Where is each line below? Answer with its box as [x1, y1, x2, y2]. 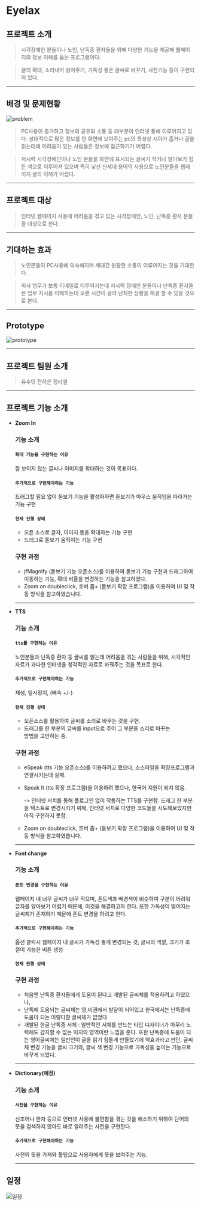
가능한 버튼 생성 [26, 946, 63, 953]
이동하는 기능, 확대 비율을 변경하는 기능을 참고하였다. [23, 575, 147, 582]
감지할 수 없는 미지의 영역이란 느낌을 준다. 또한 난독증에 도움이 [39, 1028, 185, 1035]
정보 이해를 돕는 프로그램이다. [32, 53, 101, 61]
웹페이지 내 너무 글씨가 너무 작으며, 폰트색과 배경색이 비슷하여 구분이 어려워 [14, 895, 191, 902]
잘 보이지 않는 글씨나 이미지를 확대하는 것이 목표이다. [14, 465, 138, 472]
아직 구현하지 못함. [23, 812, 68, 819]
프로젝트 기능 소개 [6, 403, 68, 413]
